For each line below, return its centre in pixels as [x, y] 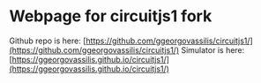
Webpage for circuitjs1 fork [111, 16]
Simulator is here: [213, 49]
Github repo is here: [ [48, 41]
